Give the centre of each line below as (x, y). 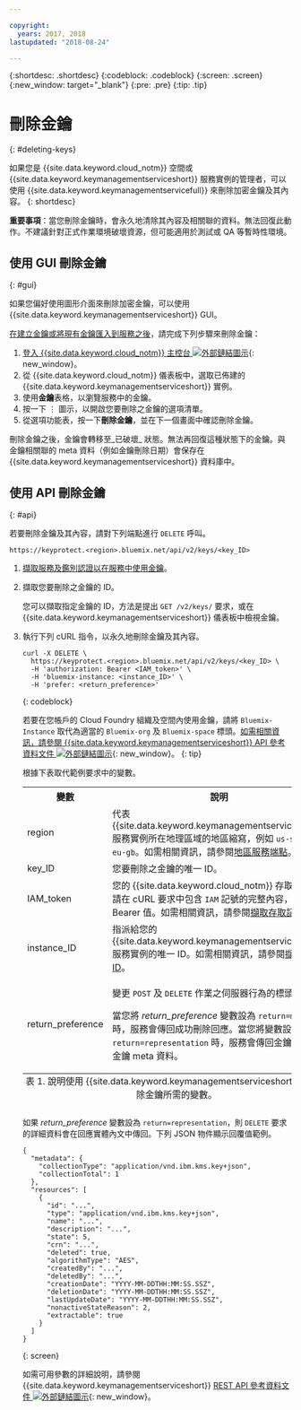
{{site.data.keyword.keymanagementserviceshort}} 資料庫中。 (125, 462)
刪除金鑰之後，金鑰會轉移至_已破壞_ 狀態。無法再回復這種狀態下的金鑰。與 (147, 440)
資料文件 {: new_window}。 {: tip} (112, 753)
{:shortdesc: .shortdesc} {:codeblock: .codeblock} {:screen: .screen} (136, 75)
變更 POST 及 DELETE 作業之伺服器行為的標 (198, 993)
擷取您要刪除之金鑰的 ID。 (70, 587)
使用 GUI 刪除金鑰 (58, 262)
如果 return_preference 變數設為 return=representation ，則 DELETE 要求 (155, 1122)
